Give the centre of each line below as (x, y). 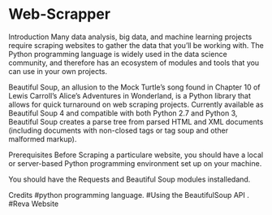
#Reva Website (34, 204)
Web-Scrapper (60, 14)
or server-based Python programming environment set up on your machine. (135, 163)
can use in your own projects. (58, 71)
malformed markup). (43, 138)
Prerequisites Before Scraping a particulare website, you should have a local (136, 155)
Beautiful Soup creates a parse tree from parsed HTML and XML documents (136, 121)
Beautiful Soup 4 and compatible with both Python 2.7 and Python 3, (123, 113)
